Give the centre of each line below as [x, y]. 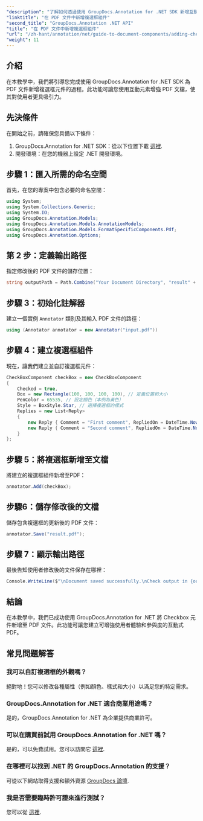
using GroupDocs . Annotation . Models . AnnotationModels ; [76, 224]
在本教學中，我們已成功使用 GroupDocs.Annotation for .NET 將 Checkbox [98, 618]
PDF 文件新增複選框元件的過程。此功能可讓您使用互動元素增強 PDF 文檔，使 [101, 89]
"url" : [14, 34]
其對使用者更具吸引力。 [35, 97]
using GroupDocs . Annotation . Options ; [54, 235]
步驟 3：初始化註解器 [46, 303]
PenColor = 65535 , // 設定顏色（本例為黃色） [70, 400]
